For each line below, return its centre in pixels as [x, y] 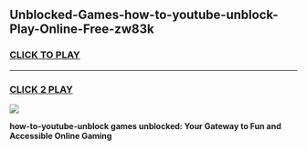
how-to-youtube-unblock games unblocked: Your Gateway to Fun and [145, 125]
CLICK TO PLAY [45, 55]
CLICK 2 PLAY [41, 89]
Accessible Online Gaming [61, 135]
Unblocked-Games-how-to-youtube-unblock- [144, 15]
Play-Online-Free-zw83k [82, 30]
